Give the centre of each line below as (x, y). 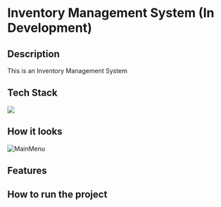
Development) (50, 28)
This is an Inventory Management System (68, 71)
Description (33, 54)
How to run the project (57, 195)
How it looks (35, 132)
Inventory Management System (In (111, 13)
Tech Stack (32, 93)
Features (27, 171)
